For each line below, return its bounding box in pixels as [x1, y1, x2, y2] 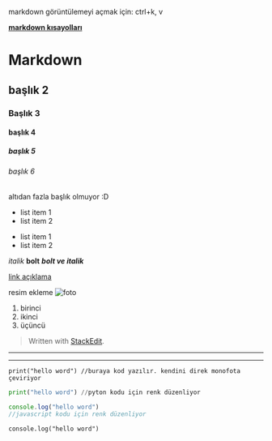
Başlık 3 [8, 107, 40, 118]
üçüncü [19, 320, 46, 330]
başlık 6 [8, 166, 35, 177]
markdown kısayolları [8, 23, 83, 32]
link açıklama [8, 272, 52, 281]
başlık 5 [8, 146, 36, 156]
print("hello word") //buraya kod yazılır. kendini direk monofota [8, 366, 241, 375]
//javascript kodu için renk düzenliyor [8, 410, 147, 418]
